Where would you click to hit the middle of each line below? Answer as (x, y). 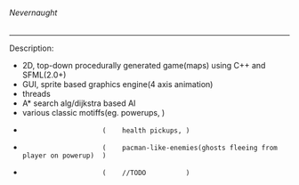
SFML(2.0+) (44, 75)
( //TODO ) (146, 173)
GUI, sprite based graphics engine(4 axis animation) (117, 84)
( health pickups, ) (146, 131)
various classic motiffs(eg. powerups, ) (93, 113)
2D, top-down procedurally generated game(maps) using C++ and (144, 66)
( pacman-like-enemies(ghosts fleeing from (190, 148)
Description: (32, 48)
